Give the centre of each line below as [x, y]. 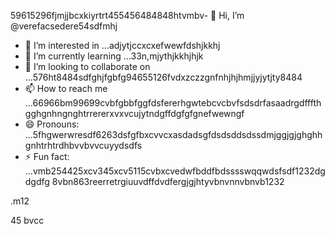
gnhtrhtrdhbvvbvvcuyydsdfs [83, 145]
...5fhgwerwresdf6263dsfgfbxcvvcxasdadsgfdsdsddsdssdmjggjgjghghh [173, 134]
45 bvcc [27, 220]
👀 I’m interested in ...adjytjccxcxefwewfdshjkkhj [122, 45]
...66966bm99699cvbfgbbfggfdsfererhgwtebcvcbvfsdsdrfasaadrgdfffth [173, 103]
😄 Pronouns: [52, 124]
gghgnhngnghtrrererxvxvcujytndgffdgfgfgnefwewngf [134, 113]
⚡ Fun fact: [47, 156]
